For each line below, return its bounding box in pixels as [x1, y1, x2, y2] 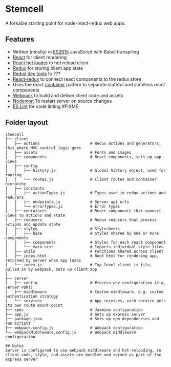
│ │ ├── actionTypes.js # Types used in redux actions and [5, 190, 166, 195]
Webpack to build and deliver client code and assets [12, 92, 123, 98]
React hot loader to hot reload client [12, 60, 89, 66]
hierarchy [5, 181, 27, 187]
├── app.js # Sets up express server [5, 311, 145, 317]
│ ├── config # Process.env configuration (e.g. [5, 280, 166, 285]
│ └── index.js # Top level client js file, [5, 262, 153, 267]
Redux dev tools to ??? [12, 70, 60, 77]
